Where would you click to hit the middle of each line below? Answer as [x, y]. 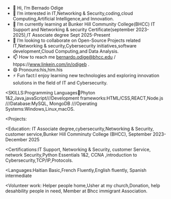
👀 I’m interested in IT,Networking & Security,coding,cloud [73, 13]
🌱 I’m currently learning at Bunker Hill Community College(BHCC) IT [84, 24]
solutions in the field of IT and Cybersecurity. [60, 83]
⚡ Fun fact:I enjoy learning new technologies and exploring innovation [86, 76]
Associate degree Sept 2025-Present [71, 35]
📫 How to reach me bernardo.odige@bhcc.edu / [64, 57]
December [16, 140]
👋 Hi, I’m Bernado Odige [38, 8]
